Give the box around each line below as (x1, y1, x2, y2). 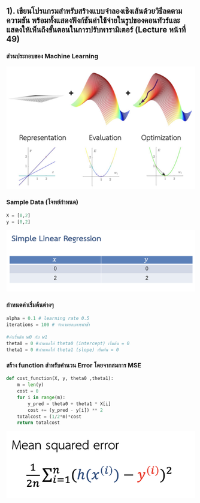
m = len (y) (17, 382, 44, 388)
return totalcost (17, 420, 60, 426)
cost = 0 (17, 388, 39, 394)
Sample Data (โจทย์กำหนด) (6, 198, 79, 206)
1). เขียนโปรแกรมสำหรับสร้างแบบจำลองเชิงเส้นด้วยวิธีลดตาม (6, 6, 183, 16)
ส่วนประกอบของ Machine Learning (6, 52, 99, 61)
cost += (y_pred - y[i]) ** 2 (28, 407, 103, 413)
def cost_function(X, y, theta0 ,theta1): (6, 376, 114, 382)
